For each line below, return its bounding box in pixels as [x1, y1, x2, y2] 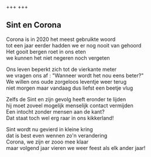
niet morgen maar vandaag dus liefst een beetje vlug [6, 84, 133, 91]
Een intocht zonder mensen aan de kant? [6, 108, 105, 115]
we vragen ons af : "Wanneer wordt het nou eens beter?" [6, 71, 144, 79]
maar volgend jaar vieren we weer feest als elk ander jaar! [6, 144, 146, 151]
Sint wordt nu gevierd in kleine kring [6, 125, 93, 132]
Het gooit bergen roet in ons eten [6, 48, 86, 55]
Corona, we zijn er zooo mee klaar [6, 138, 89, 145]
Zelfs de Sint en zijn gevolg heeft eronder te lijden [6, 95, 126, 103]
